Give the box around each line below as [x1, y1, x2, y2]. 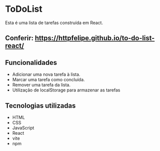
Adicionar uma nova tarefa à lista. [12, 71, 80, 77]
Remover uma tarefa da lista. [12, 82, 71, 88]
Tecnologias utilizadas [5, 101, 76, 110]
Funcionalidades [5, 58, 58, 67]
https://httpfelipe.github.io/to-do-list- [34, 34, 155, 42]
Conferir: [5, 34, 33, 42]
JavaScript [12, 124, 34, 131]
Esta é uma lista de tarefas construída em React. [5, 20, 103, 26]
